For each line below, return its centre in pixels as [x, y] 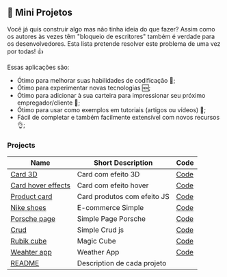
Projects [21, 145]
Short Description [123, 163]
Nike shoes [28, 208]
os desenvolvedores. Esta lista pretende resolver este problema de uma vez [114, 43]
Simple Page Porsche [111, 219]
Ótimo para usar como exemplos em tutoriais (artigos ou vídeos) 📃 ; [111, 109]
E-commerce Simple [110, 208]
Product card [31, 197]
